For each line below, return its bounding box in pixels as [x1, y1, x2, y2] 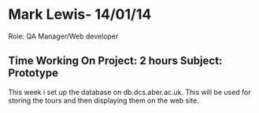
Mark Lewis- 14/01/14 [8, 5, 152, 24]
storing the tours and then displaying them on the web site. [8, 96, 199, 105]
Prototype [8, 67, 59, 80]
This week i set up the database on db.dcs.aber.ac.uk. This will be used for [8, 87, 252, 97]
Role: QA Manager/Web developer [8, 31, 119, 41]
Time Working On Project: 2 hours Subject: [8, 54, 223, 67]
